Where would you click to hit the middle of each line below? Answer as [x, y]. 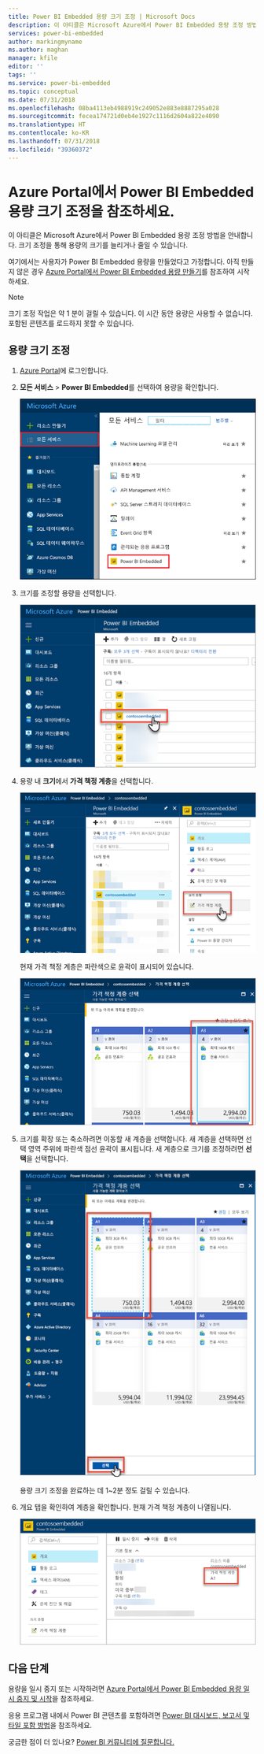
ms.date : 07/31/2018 [42, 100]
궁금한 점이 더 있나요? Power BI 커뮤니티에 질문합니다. [92, 1742]
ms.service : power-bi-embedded [59, 83]
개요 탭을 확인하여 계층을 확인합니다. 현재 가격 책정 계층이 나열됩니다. [125, 1507]
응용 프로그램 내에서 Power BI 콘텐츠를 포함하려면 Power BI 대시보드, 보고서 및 [129, 1715]
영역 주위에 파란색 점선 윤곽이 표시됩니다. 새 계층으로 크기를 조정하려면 [136, 1148]
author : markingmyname [45, 42]
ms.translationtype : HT [47, 125]
